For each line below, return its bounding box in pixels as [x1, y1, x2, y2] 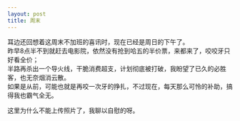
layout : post [7, 10, 46, 18]
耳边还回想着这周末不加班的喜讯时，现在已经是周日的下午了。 [7, 37, 189, 46]
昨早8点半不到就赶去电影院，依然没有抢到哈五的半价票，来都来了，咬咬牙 [7, 46, 224, 55]
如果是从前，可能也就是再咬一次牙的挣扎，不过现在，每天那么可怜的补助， [7, 82, 226, 90]
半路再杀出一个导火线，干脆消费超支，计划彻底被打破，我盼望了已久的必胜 [7, 64, 226, 73]
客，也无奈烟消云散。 [7, 73, 70, 82]
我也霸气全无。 [13, 90, 58, 100]
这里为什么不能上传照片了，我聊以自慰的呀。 [7, 106, 139, 115]
